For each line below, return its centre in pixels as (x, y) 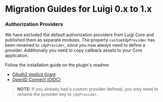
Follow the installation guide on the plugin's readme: (57, 65)
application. (17, 56)
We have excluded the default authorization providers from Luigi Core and (80, 35)
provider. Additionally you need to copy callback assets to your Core (74, 50)
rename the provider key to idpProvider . (58, 94)
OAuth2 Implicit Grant (34, 75)
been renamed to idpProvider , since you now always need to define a (75, 45)
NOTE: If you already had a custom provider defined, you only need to (88, 89)
